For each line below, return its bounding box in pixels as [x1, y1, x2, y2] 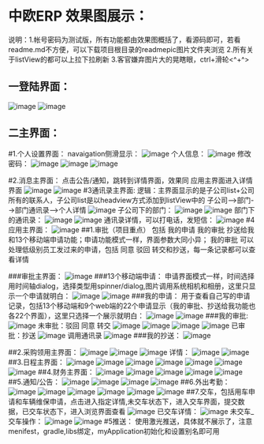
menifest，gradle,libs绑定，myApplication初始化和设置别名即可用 [8, 426, 220, 435]
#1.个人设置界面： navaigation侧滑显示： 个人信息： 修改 [8, 149, 251, 158]
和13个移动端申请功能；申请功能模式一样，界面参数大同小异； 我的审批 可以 [8, 235, 255, 244]
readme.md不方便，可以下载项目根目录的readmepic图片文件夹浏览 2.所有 [8, 44, 247, 54]
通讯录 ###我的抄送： [81, 330, 181, 340]
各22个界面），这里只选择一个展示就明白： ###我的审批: [8, 310, 249, 320]
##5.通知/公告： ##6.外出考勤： [8, 377, 230, 386]
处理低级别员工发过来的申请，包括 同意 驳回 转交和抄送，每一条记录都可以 [8, 244, 249, 254]
